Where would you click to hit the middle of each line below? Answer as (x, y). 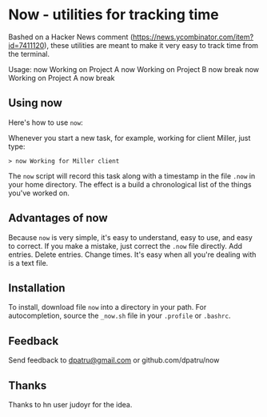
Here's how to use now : (46, 122)
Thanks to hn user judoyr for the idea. (70, 405)
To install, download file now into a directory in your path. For (108, 307)
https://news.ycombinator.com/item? (193, 37)
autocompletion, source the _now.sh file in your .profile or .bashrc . (120, 316)
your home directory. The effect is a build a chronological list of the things (130, 184)
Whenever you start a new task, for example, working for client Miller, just (130, 138)
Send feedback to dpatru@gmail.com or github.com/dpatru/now (114, 360)
